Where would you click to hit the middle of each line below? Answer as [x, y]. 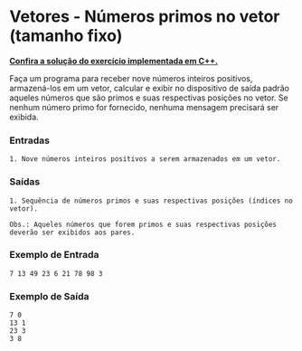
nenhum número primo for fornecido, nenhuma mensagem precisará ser [144, 107]
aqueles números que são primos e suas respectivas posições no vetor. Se [149, 98]
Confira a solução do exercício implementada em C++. [114, 61]
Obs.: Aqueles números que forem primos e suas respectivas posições [143, 224]
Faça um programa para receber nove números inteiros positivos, [131, 78]
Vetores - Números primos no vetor [145, 17]
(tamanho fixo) [66, 36]
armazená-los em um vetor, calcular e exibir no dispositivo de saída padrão [149, 88]
